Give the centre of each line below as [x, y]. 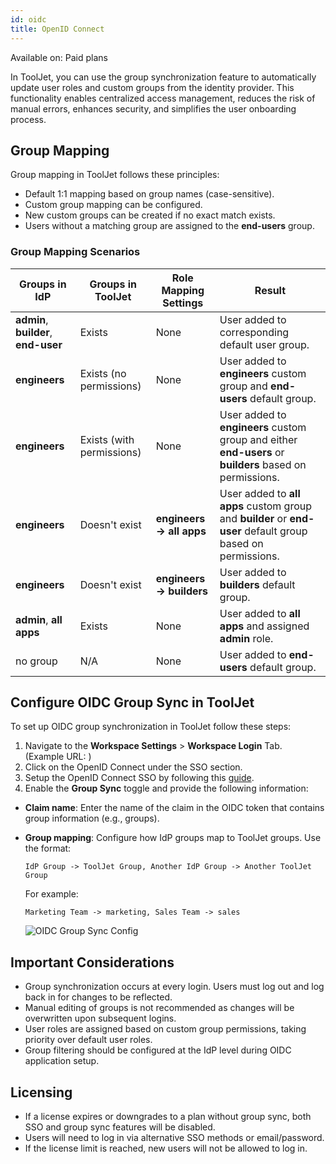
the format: [48, 848]
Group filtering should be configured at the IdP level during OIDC [158, 1050]
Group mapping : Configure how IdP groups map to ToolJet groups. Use [173, 838]
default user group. [264, 344]
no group [36, 661]
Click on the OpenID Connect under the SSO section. [133, 767]
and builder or [253, 518]
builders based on [263, 464]
